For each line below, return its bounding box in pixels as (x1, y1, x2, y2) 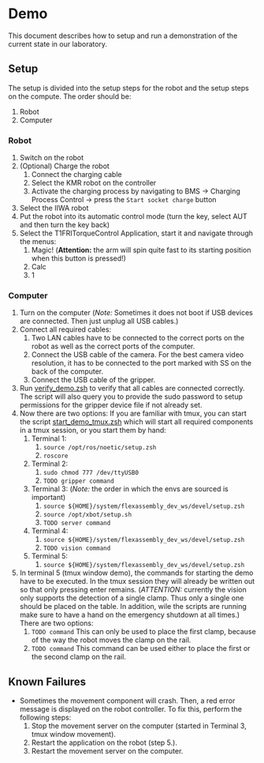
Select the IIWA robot (19, 203, 89, 213)
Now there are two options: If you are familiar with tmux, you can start (19, 408, 247, 419)
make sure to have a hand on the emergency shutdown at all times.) (19, 610, 240, 620)
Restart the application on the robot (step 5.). (31, 738, 177, 747)
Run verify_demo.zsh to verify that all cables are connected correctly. (19, 384, 246, 393)
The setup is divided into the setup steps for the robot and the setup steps (8, 83, 250, 92)
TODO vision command (43, 544, 111, 553)
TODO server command (43, 519, 111, 528)
